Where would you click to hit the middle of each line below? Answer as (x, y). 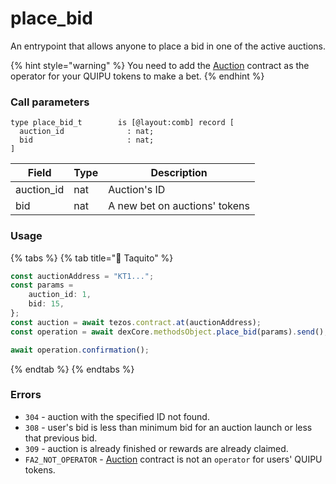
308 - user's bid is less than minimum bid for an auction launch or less (168, 427)
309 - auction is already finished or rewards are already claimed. (156, 448)
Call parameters (50, 102)
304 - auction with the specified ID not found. (117, 416)
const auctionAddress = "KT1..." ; (82, 276)
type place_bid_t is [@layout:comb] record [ (122, 123)
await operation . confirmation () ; (80, 350)
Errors (26, 395)
